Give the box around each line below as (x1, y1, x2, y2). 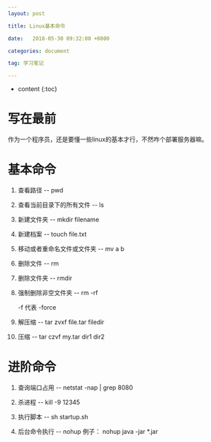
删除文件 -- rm (17, 259, 59, 268)
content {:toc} (17, 85, 58, 93)
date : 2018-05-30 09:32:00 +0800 (8, 35, 110, 42)
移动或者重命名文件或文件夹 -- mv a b (17, 245, 124, 252)
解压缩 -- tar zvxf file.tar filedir (17, 318, 105, 326)
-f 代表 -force (17, 303, 57, 311)
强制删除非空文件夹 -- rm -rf (17, 289, 98, 297)
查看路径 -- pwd (17, 186, 64, 194)
